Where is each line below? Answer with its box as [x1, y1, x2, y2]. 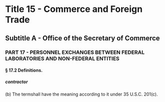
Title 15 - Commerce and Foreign [5, 3, 143, 15]
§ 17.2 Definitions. [5, 67, 43, 73]
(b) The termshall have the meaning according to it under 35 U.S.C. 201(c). [5, 91, 158, 98]
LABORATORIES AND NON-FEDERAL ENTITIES [5, 55, 120, 62]
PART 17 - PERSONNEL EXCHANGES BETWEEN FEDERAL [5, 49, 145, 56]
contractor [5, 79, 28, 85]
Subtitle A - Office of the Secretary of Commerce [5, 34, 161, 42]
